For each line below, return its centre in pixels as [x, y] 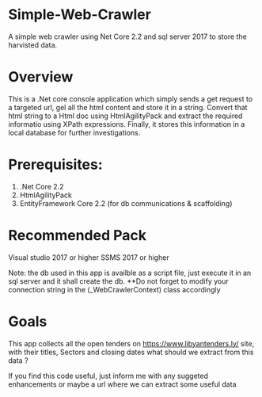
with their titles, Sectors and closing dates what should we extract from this [131, 352]
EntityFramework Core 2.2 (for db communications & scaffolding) [126, 203]
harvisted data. [33, 44]
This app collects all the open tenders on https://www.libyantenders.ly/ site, [131, 343]
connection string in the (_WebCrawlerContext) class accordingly [114, 289]
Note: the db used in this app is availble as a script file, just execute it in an [130, 273]
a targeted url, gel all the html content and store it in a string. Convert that [128, 107]
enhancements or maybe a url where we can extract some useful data [122, 384]
